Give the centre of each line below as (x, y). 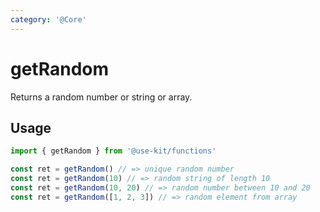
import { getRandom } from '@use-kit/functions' (113, 151)
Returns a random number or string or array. (101, 97)
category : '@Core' (48, 19)
